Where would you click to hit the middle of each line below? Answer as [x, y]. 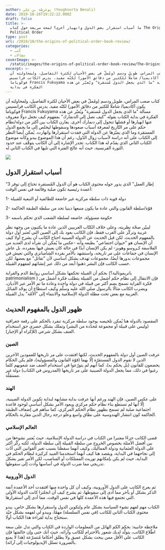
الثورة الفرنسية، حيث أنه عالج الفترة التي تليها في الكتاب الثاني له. [65, 148]
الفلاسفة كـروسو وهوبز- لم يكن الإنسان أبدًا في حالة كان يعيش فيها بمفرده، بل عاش [81, 248]
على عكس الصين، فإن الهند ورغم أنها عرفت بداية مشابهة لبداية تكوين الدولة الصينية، [81, 399]
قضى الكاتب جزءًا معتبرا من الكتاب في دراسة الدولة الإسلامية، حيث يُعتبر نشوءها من [81, 438]
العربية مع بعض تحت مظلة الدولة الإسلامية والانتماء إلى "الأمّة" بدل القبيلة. [72, 294]
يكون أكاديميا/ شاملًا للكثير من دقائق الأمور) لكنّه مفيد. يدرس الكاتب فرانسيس [76, 106]
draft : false [19, 19]
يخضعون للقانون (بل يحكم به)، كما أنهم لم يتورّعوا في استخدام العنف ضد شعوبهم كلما [83, 365]
